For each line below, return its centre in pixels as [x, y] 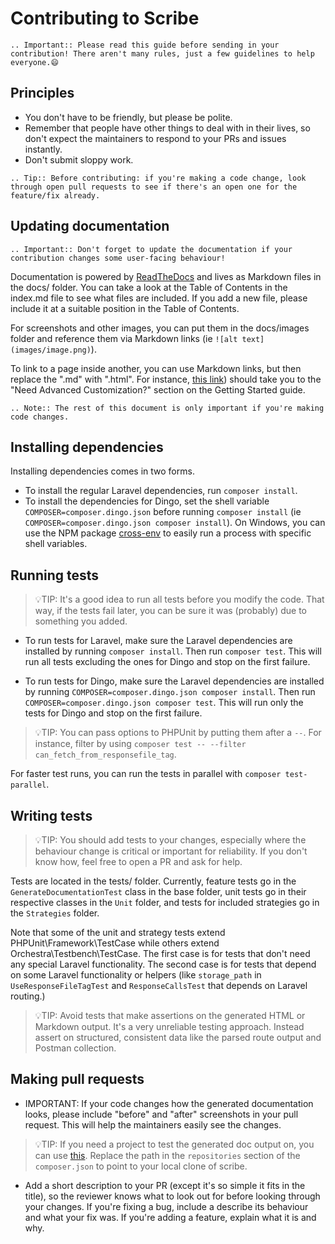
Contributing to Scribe [105, 18]
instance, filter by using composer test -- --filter [140, 744]
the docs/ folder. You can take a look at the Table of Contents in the [149, 287]
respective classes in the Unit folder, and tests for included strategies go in [165, 902]
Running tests [55, 575]
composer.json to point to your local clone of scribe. [141, 1166]
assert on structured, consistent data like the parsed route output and [178, 1037]
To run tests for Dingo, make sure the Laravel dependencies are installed [174, 681]
